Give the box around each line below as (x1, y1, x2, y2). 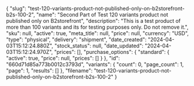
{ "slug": (6, 5, 26, 12)
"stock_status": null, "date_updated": (54, 42, 144, 49)
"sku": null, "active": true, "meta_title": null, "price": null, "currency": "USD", (6, 30, 189, 37)
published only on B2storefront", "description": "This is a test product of (6, 18, 181, 24)
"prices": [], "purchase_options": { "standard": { (53, 49, 169, 55)
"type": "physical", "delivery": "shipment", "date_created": (6, 36, 147, 43)
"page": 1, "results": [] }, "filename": (6, 67, 93, 74)
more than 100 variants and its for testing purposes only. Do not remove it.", (6, 23, 189, 30)
